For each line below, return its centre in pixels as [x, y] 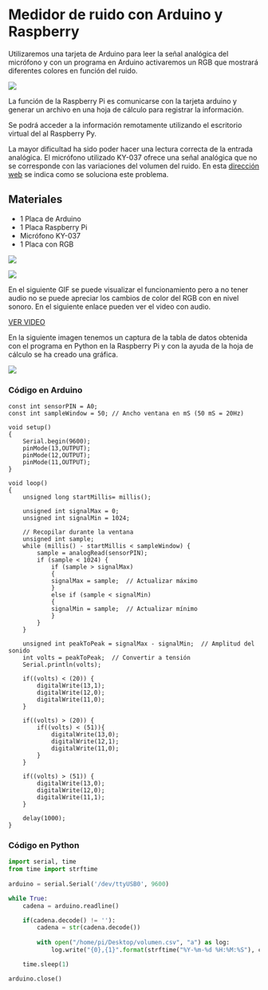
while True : [28, 898]
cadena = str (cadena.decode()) [89, 928]
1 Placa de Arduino [50, 219]
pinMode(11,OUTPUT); [57, 463]
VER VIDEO [27, 321]
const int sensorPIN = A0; [53, 407]
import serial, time [43, 862]
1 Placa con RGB [47, 244]
